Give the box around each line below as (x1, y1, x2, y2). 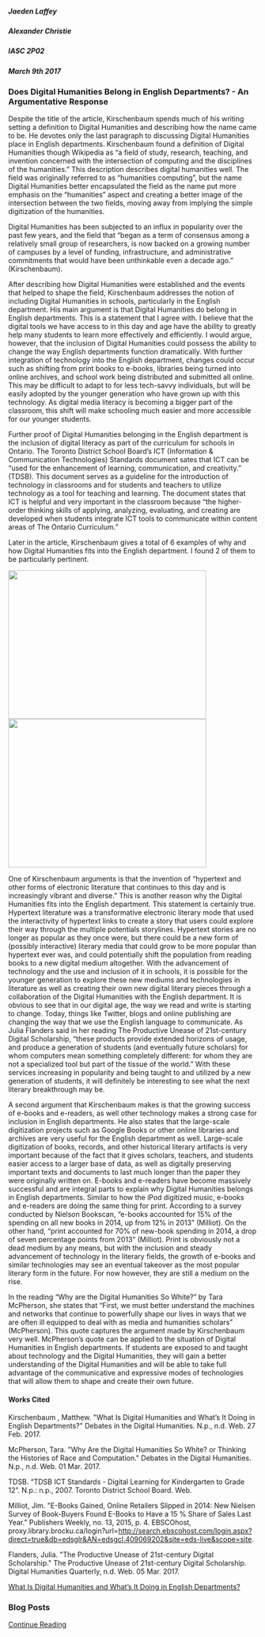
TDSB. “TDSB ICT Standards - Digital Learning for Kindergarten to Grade (8, 1477, 245, 1486)
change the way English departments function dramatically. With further (8, 347, 243, 357)
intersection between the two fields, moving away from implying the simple (8, 198, 253, 208)
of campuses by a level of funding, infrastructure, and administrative (8, 247, 232, 257)
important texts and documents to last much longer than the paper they (8, 1168, 241, 1177)
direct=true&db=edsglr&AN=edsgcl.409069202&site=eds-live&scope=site (8, 1534, 252, 1543)
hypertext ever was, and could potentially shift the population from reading (8, 950, 252, 959)
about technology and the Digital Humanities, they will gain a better (8, 1352, 227, 1361)
